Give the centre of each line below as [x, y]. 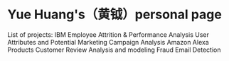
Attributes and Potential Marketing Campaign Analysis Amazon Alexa [108, 42]
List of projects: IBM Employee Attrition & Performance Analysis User [108, 34]
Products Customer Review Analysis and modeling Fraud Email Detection [114, 50]
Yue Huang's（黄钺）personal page [114, 15]
